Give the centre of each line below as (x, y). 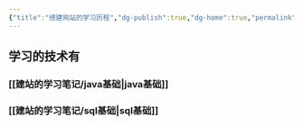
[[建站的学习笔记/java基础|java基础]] (89, 84)
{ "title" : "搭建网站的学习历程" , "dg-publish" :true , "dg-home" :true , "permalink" (152, 18)
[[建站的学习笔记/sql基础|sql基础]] (84, 111)
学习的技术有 (44, 56)
